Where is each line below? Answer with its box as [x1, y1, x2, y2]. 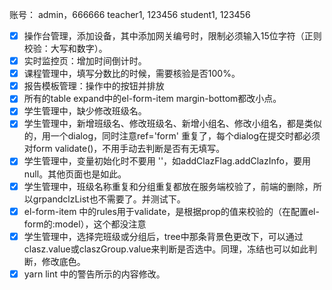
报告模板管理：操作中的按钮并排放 [23, 80, 165, 92]
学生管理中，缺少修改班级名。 [23, 105, 147, 117]
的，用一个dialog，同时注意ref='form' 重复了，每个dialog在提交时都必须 [23, 130, 321, 142]
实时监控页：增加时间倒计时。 [23, 55, 147, 67]
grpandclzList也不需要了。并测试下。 [32, 193, 186, 205]
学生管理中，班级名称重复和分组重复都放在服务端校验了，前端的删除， [23, 180, 314, 192]
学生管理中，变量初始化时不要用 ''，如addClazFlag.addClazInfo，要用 [23, 155, 311, 167]
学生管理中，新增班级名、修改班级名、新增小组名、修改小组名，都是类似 [23, 118, 322, 130]
